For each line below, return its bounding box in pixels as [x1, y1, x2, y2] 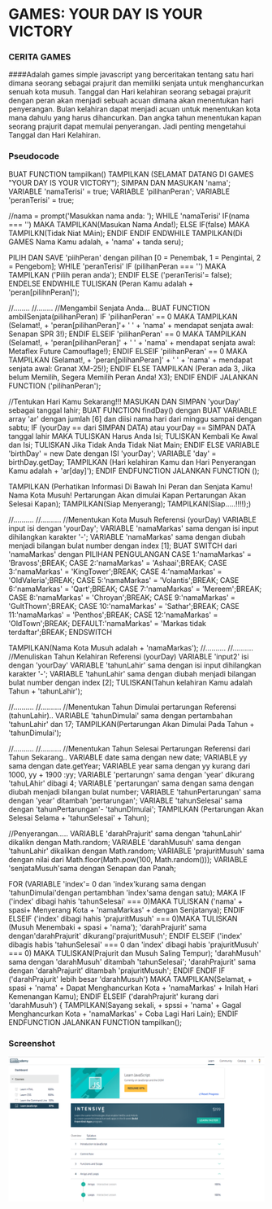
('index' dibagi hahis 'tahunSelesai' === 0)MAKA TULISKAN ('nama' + [8, 896, 244, 906]
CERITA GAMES [8, 51, 71, 63]
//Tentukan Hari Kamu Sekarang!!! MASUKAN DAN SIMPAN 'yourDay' [8, 396, 241, 406]
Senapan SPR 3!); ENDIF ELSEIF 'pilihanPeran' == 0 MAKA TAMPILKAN [8, 329, 247, 339]
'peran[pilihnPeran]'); [8, 287, 80, 297]
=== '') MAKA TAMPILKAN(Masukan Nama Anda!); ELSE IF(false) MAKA [8, 219, 250, 229]
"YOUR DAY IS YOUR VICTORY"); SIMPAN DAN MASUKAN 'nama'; [8, 177, 231, 187]
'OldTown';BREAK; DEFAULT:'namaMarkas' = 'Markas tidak [8, 618, 207, 628]
